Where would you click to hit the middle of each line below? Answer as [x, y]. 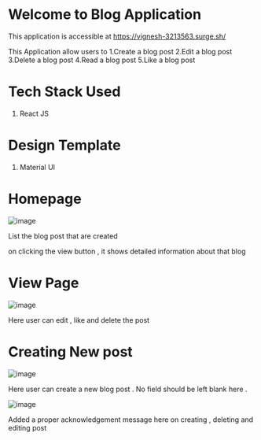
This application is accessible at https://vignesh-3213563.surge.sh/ [117, 36]
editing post [28, 427]
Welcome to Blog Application [105, 15]
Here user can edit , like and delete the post [79, 320]
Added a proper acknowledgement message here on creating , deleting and [131, 420]
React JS [34, 113]
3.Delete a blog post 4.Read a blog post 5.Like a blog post [102, 60]
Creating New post [71, 351]
